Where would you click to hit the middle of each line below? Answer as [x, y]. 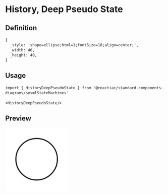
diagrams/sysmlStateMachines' [37, 93]
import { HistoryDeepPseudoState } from [48, 88]
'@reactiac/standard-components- [128, 88]
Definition [21, 28]
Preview [18, 119]
